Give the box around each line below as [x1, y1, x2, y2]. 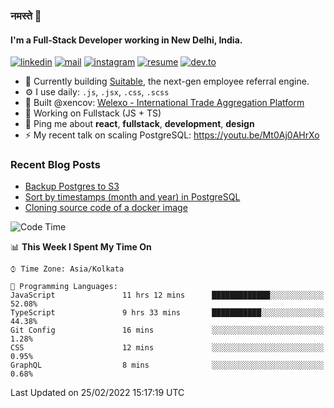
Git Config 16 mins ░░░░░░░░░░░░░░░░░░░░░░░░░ [10, 325, 325, 336]
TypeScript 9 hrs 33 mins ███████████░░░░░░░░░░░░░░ [10, 308, 325, 318]
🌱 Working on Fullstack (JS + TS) [24, 107, 162, 119]
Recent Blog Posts [10, 158, 101, 172]
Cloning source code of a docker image [24, 202, 188, 214]
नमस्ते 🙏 [10, 9, 42, 23]
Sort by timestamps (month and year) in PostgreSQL [24, 191, 241, 203]
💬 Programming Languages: [10, 282, 118, 292]
